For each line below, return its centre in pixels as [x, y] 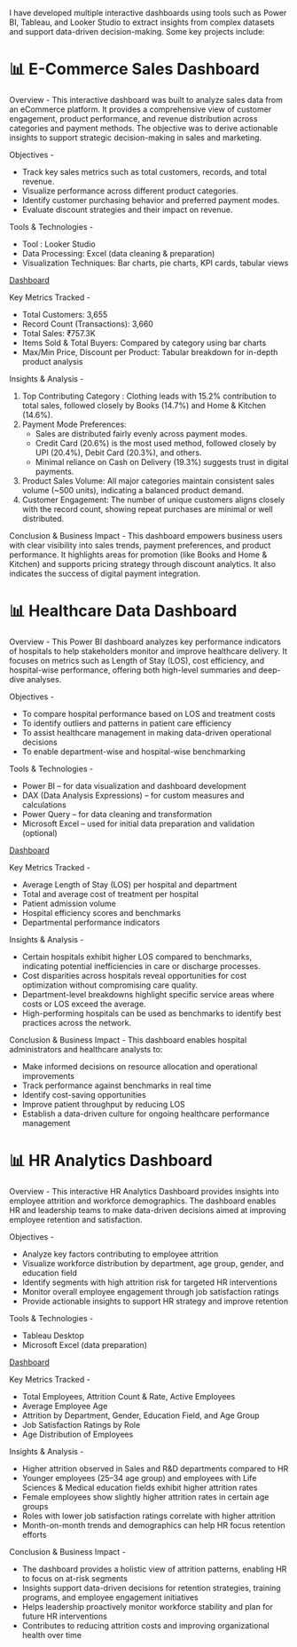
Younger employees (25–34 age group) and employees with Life [139, 1478]
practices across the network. [76, 1022]
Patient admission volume [69, 903]
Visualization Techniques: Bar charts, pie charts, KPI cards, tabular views [155, 263]
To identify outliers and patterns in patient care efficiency [127, 723]
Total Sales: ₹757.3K [59, 333]
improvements [48, 1076]
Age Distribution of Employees [78, 1434]
